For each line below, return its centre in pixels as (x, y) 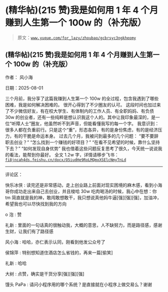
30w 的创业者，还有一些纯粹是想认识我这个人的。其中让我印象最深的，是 (80, 117)
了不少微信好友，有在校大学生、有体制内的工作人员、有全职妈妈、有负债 (79, 111)
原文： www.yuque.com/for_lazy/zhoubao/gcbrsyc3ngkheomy (77, 37)
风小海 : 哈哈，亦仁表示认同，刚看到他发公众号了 (55, 242)
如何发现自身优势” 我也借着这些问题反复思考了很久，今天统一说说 (91, 148)
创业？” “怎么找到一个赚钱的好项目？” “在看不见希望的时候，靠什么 (82, 142)
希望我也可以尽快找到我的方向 (36, 203)
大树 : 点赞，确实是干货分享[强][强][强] (45, 273)
